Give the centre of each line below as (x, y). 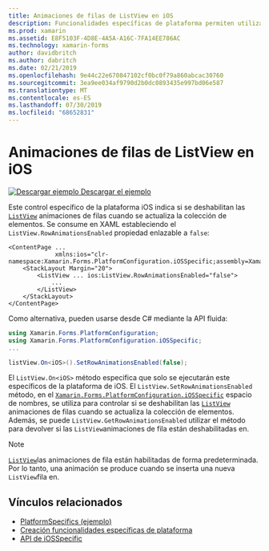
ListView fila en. (34, 477)
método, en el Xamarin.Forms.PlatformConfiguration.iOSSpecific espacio (130, 395)
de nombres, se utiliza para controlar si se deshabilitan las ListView (119, 403)
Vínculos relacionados (65, 502)
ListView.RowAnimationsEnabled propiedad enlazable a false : (109, 233)
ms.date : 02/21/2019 (43, 68)
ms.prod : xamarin (37, 30)
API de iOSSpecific (51, 539)
